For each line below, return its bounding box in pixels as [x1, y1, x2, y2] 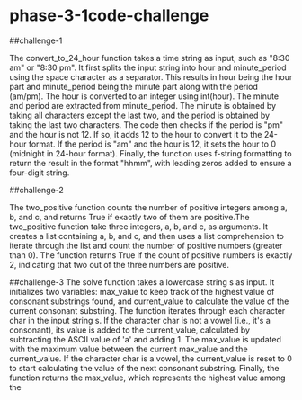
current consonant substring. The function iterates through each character [9, 305, 286, 316]
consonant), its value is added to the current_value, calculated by [9, 324, 250, 335]
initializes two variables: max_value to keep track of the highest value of [9, 286, 275, 297]
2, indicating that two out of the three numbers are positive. [9, 259, 229, 270]
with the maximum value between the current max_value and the [9, 343, 249, 354]
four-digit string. [9, 167, 70, 178]
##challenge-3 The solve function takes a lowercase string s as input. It [9, 276, 275, 288]
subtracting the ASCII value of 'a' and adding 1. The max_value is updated [9, 333, 281, 344]
